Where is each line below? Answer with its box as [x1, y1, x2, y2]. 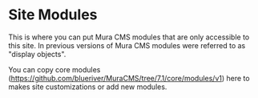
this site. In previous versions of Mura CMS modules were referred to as [8, 40, 246, 50]
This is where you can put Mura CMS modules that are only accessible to [8, 32, 250, 42]
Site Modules [8, 6, 98, 24]
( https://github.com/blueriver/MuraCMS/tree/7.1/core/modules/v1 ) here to [8, 73, 250, 83]
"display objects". [8, 49, 67, 59]
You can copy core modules [8, 64, 101, 74]
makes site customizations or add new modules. [8, 82, 167, 92]
